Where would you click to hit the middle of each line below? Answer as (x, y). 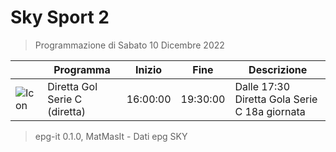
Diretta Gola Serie (276, 99)
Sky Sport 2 (60, 17)
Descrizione (278, 69)
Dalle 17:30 (262, 86)
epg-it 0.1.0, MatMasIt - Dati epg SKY (111, 136)
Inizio (149, 69)
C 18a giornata (270, 111)
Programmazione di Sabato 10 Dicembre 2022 (129, 45)
